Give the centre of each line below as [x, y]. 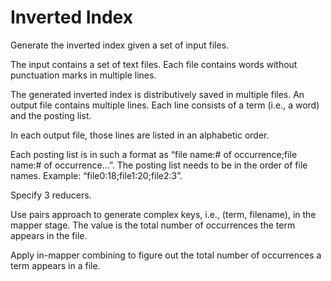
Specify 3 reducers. [51, 195]
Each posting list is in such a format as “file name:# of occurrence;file [154, 154]
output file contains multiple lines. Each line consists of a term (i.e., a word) [165, 105]
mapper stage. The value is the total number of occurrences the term [153, 225]
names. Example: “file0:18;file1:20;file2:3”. [96, 175]
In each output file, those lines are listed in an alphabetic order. [140, 135]
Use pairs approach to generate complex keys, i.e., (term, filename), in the [163, 214]
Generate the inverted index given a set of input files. [120, 45]
